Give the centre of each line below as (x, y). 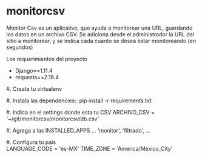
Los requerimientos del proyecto (47, 59)
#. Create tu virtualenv (34, 88)
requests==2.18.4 (37, 77)
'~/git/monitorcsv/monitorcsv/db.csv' (53, 119)
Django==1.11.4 (34, 70)
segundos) (20, 47)
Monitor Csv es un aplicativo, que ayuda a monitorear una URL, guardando (99, 28)
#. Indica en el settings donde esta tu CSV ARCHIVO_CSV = (80, 112)
